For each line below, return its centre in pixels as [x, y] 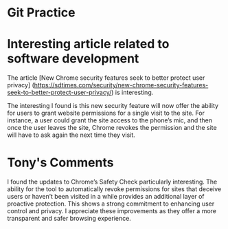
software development [73, 59]
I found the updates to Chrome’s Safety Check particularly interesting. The [112, 182]
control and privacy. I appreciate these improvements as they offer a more [112, 211]
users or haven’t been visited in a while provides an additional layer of [106, 197]
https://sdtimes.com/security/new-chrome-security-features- [121, 85]
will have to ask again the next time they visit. [71, 135]
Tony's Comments [60, 163]
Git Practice [41, 13]
